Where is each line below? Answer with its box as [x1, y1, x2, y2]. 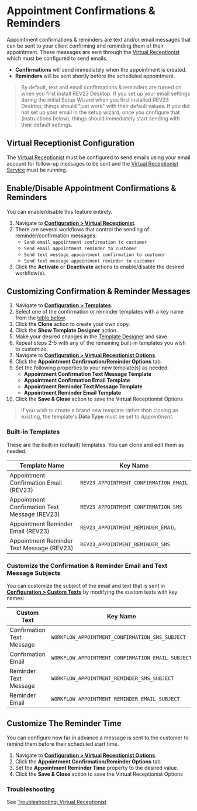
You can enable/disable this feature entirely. [6, 208, 113, 215]
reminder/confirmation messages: [15, 232, 97, 239]
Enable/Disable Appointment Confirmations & [6, 183, 177, 193]
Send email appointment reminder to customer [23, 245, 137, 251]
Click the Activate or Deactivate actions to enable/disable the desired [15, 263, 185, 270]
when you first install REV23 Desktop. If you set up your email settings [20, 90, 191, 97]
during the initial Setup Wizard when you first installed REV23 [20, 96, 169, 103]
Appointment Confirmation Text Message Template [23, 371, 151, 378]
